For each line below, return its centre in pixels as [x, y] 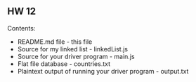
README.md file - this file [55, 42]
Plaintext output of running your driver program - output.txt [103, 71]
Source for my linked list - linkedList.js [73, 49]
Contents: [21, 28]
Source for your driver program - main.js [76, 56]
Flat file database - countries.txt [64, 64]
